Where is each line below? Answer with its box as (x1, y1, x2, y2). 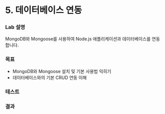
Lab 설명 (5, 23, 26, 30)
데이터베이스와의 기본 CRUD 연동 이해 (12, 74, 87, 80)
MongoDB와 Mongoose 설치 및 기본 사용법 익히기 (12, 68, 111, 74)
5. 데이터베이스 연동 (5, 4, 82, 16)
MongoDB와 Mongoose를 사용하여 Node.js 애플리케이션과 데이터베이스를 (5, 36, 151, 42)
